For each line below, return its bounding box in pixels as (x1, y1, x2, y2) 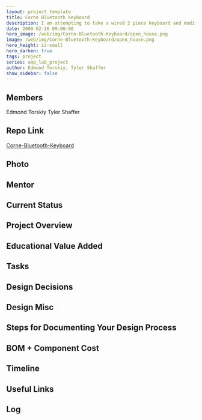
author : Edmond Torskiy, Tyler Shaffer (6, 64, 106, 71)
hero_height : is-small (6, 43, 63, 49)
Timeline (6, 364, 40, 374)
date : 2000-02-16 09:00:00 (6, 25, 74, 32)
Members (6, 93, 43, 103)
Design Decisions (6, 282, 73, 292)
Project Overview (6, 221, 73, 231)
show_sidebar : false (6, 70, 58, 76)
